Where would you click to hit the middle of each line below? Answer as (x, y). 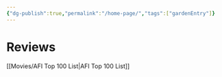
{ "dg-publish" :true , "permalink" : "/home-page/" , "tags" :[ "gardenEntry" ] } (111, 13)
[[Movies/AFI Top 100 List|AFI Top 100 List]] (68, 66)
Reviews (31, 47)
